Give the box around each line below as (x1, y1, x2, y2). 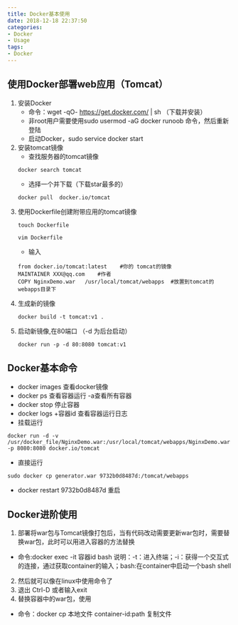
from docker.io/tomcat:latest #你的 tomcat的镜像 (17, 263, 172, 270)
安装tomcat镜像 (17, 143, 64, 152)
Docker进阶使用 (7, 508, 78, 520)
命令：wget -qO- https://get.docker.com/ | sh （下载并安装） (28, 108, 207, 116)
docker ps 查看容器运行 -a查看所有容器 (17, 391, 132, 400)
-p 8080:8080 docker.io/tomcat (7, 445, 100, 452)
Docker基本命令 (7, 362, 78, 374)
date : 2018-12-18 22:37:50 (7, 17, 87, 24)
